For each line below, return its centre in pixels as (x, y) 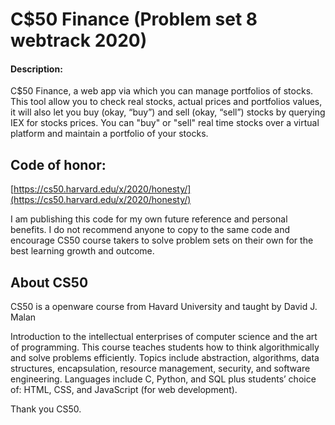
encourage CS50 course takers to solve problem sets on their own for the (162, 240)
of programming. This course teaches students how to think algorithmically (165, 347)
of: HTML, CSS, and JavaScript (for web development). (124, 390)
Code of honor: (58, 164)
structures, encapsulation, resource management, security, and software (160, 369)
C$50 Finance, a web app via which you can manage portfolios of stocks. (162, 91)
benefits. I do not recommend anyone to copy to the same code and (150, 230)
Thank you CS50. (46, 409)
